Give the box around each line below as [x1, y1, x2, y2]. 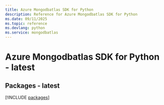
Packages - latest [5, 81, 60, 90]
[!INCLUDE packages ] [5, 95, 50, 100]
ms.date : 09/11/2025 [5, 16, 48, 21]
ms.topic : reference [5, 21, 48, 26]
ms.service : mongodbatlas [5, 30, 58, 35]
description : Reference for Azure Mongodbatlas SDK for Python [5, 12, 138, 17]
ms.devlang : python [5, 26, 45, 31]
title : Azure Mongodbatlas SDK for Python [5, 7, 94, 12]
